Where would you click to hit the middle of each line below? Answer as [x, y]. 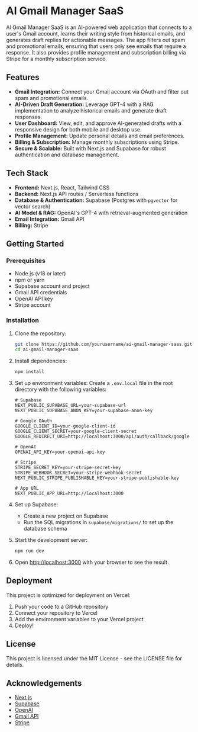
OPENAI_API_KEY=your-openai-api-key [60, 452]
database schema [45, 529]
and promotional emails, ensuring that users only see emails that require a [96, 46]
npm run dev [29, 551]
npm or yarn [30, 280]
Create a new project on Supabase [66, 516]
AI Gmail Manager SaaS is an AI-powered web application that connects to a [99, 27]
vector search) [33, 206]
